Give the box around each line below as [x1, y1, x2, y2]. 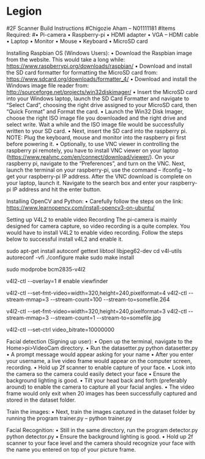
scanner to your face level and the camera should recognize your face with [6, 439, 196, 447]
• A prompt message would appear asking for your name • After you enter [6, 350, 194, 358]
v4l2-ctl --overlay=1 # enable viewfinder [6, 277, 108, 285]
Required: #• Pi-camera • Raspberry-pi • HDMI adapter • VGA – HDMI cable [6, 31, 199, 38]
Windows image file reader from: [6, 81, 89, 89]
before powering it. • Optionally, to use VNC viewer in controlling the [6, 140, 179, 147]
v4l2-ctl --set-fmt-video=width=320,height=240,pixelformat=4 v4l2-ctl [6, 289, 187, 296]
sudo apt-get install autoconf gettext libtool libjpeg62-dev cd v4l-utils [6, 247, 182, 254]
